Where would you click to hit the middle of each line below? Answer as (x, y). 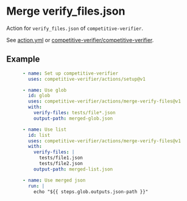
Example (23, 59)
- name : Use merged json (54, 180)
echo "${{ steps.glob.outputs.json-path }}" (91, 192)
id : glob (39, 96)
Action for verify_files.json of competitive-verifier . (75, 28)
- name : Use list (44, 130)
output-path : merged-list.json (73, 169)
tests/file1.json (61, 158)
